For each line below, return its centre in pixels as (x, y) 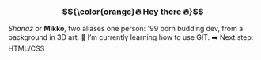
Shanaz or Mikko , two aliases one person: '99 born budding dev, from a (126, 29)
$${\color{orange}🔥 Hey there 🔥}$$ (133, 12)
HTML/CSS (26, 48)
